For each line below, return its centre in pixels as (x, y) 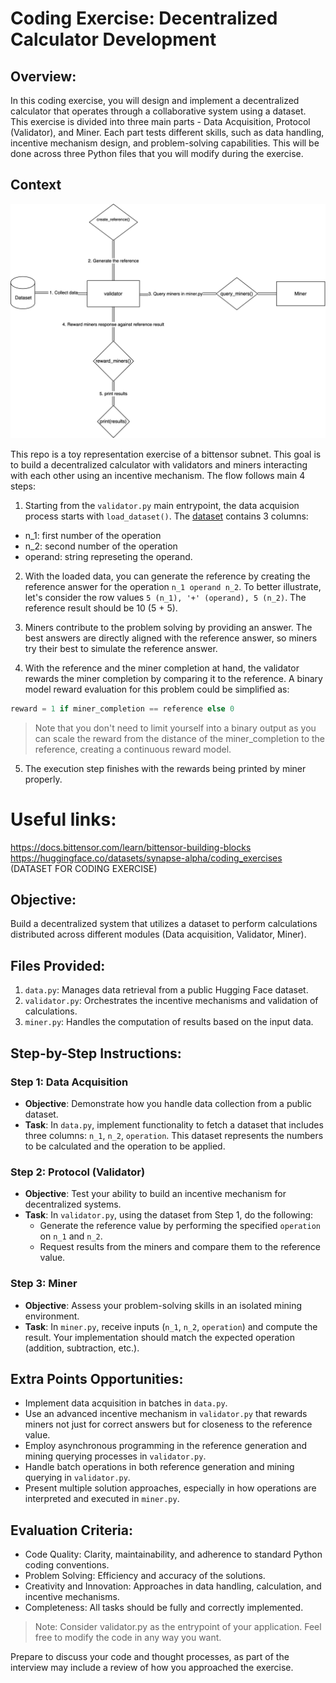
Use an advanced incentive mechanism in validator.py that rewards (166, 1414)
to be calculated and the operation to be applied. (125, 1146)
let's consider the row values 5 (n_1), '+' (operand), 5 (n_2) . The (165, 597)
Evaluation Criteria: (72, 1530)
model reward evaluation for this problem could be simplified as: (157, 689)
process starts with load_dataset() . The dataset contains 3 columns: (166, 516)
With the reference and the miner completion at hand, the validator (162, 668)
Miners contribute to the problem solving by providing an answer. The (168, 627)
